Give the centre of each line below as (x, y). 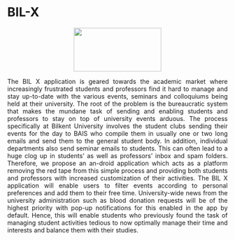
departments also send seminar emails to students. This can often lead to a (117, 148)
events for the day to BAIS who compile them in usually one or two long (117, 133)
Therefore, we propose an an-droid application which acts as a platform (117, 163)
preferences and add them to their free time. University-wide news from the (117, 192)
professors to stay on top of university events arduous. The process (117, 118)
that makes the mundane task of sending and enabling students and (117, 111)
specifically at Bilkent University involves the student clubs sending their (117, 126)
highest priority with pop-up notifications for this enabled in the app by (117, 208)
